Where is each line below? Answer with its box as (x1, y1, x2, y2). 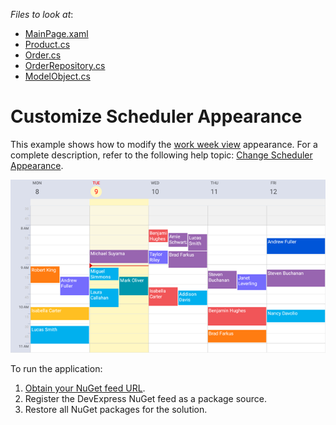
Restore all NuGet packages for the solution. (24, 404, 208, 416)
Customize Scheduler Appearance (10, 105, 303, 128)
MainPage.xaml (24, 28, 89, 39)
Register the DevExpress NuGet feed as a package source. (24, 393, 268, 405)
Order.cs (24, 49, 62, 61)
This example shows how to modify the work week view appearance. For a (10, 138, 318, 150)
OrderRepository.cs (24, 60, 106, 71)
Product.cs (24, 39, 71, 50)
